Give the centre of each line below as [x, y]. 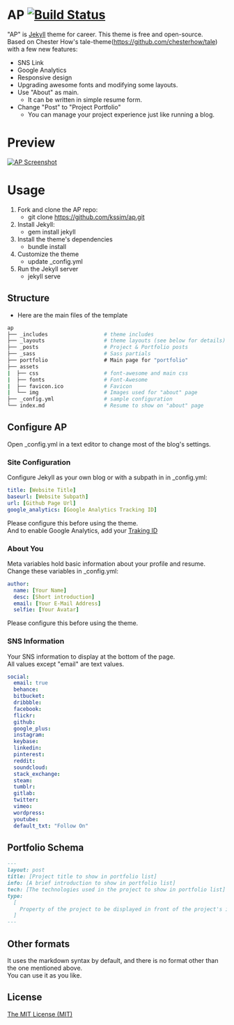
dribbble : [28, 703]
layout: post [26, 870]
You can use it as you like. [45, 975]
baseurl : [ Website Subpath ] [48, 496]
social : [18, 677]
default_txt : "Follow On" [51, 826]
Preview [31, 143]
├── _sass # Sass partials [79, 354]
